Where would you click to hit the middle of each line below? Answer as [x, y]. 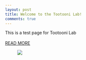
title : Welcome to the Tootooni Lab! [43, 14]
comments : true [21, 19]
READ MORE [18, 43]
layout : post [18, 10]
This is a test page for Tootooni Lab [41, 33]
